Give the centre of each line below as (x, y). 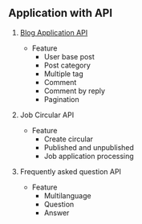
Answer (57, 213)
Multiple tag (64, 73)
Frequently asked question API (71, 171)
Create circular (69, 139)
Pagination (61, 99)
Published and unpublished (89, 147)
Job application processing (89, 156)
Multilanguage (67, 195)
